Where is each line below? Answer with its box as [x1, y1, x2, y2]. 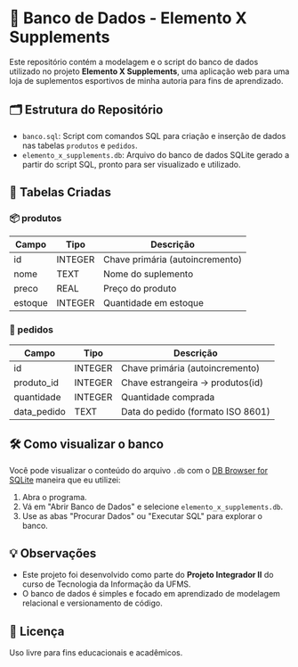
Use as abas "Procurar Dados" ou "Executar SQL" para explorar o [21, 510, 262, 521]
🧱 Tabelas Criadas [9, 185, 112, 200]
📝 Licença [9, 623, 65, 638]
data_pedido [13, 405, 67, 417]
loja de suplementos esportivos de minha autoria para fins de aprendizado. [9, 75, 284, 86]
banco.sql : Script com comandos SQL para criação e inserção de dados [21, 130, 286, 141]
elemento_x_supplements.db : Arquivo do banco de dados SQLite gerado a [21, 149, 290, 160]
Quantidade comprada [121, 391, 215, 403]
